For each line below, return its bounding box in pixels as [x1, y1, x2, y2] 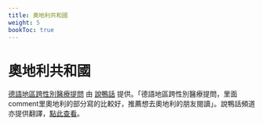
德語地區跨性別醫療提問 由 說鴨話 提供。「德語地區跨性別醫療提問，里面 [8, 89, 238, 98]
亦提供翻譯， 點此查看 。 [8, 109, 84, 118]
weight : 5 [8, 19, 41, 27]
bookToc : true [8, 26, 55, 34]
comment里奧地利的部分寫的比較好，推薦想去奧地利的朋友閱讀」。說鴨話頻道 [8, 99, 255, 109]
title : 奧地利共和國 [8, 11, 68, 20]
